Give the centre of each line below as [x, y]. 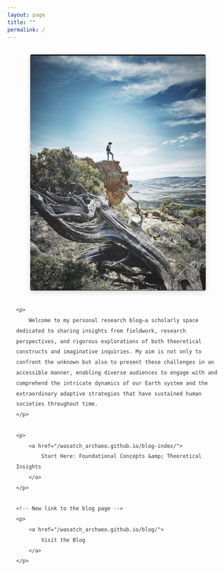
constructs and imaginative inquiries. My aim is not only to [109, 352]
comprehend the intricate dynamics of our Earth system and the [112, 383]
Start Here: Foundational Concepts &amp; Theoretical [121, 456]
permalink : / [26, 30]
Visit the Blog [63, 540]
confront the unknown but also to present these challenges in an [116, 362]
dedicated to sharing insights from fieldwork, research [101, 331]
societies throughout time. [57, 404]
